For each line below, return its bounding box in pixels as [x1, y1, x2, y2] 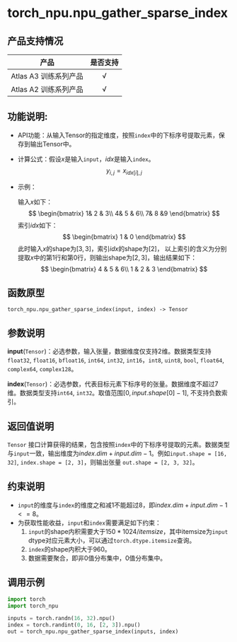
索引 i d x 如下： [17, 221, 58, 229]
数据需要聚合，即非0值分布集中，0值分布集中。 [28, 554, 167, 562]
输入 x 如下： [17, 197, 53, 206]
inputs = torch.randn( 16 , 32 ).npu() [7, 615, 115, 622]
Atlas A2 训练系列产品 [11, 85, 83, 94]
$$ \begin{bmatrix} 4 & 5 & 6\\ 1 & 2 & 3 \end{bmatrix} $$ [40, 264, 208, 273]
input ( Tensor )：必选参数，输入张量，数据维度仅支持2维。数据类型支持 [7, 347, 212, 356]
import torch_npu [7, 602, 59, 609]
